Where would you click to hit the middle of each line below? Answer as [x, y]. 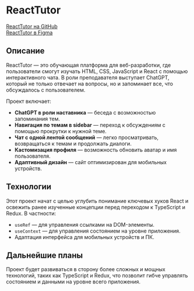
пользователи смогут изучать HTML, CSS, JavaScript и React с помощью [97, 71]
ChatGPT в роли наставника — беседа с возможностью [85, 112]
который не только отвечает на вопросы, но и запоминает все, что [90, 84]
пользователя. [32, 156]
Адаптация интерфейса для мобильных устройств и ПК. [84, 237]
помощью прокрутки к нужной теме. [60, 131]
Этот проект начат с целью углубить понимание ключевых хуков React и [97, 201]
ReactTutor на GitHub [32, 26]
